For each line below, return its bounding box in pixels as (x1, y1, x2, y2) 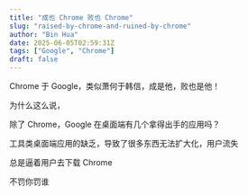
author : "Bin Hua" (9, 30, 78, 39)
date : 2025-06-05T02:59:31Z (9, 38, 115, 48)
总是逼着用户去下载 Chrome (9, 157, 113, 167)
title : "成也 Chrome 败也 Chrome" (9, 13, 133, 22)
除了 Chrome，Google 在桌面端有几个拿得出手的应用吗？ (9, 119, 221, 129)
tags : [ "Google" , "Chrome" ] (9, 47, 115, 56)
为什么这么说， (9, 100, 65, 111)
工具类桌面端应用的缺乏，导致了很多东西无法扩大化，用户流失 (9, 138, 239, 148)
